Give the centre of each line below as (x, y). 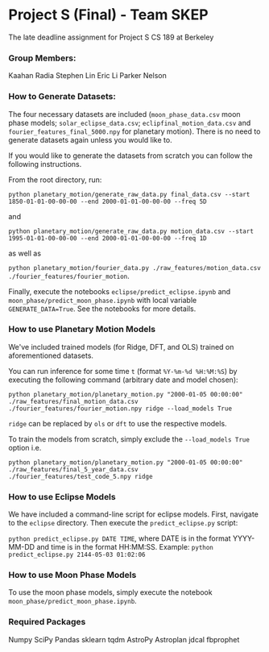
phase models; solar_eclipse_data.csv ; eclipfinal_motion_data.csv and (130, 123)
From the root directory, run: (55, 180)
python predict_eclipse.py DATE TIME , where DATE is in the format (120, 538)
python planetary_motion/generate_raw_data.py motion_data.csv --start (131, 231)
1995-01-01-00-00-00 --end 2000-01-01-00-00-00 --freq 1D (108, 238)
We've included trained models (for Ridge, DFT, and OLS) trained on (121, 347)
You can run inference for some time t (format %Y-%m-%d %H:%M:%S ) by (123, 371)
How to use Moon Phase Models (72, 575)
